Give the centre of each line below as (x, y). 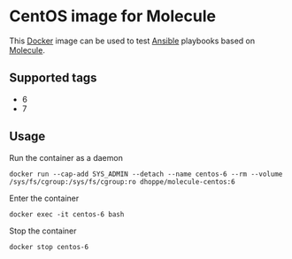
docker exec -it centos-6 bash (67, 214)
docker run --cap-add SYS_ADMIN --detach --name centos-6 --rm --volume (146, 174)
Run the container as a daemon (66, 157)
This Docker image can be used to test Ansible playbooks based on (132, 41)
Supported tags (53, 78)
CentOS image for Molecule (113, 16)
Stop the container (43, 231)
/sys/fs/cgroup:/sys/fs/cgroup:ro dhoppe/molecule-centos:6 (123, 182)
